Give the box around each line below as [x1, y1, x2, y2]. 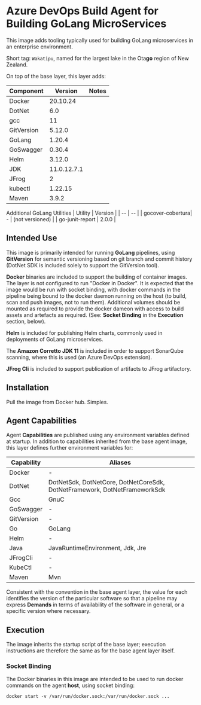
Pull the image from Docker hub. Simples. [6, 398, 109, 405]
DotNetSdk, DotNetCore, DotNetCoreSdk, [48, 478, 165, 487]
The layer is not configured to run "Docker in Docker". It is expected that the [6, 279, 194, 286]
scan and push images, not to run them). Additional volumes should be [6, 298, 181, 306]
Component [9, 87, 44, 95]
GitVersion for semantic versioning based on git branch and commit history [6, 255, 193, 263]
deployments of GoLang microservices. [6, 335, 103, 343]
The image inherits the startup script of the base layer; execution [6, 641, 166, 648]
